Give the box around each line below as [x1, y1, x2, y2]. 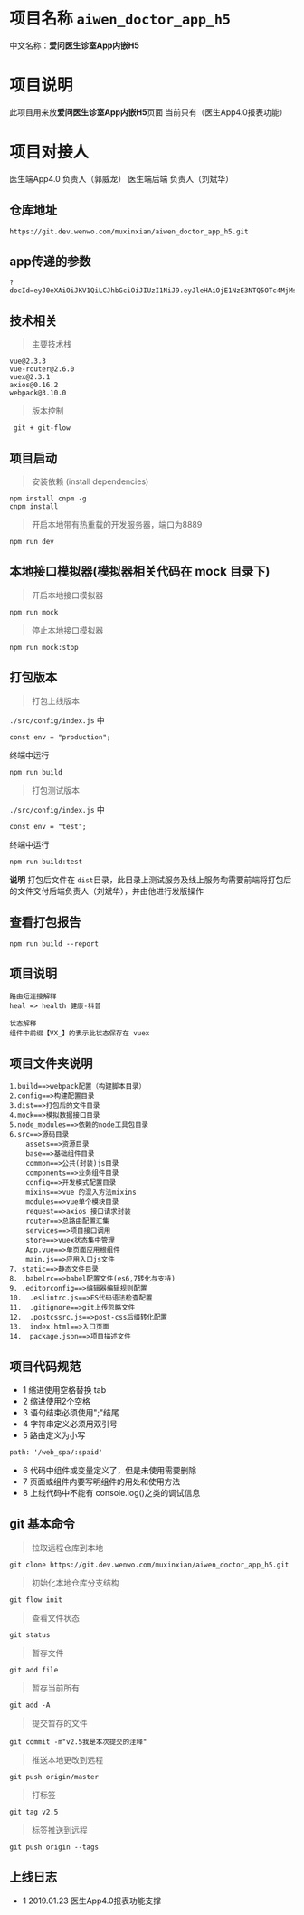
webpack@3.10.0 [9, 388, 67, 398]
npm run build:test [9, 857, 83, 866]
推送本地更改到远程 [31, 1754, 104, 1765]
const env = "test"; [9, 822, 88, 831]
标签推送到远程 [31, 1824, 88, 1835]
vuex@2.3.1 [9, 373, 51, 382]
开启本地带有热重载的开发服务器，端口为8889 [31, 519, 203, 530]
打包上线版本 [31, 695, 80, 706]
